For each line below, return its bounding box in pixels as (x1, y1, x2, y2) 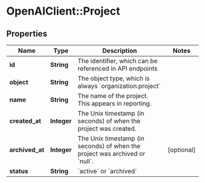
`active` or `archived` (77, 167, 137, 175)
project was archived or (77, 150, 145, 157)
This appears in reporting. (77, 99, 152, 108)
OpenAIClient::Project (6, 4, 121, 18)
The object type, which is (77, 74, 150, 83)
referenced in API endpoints (77, 64, 158, 72)
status (9, 167, 29, 175)
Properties (6, 29, 48, 39)
